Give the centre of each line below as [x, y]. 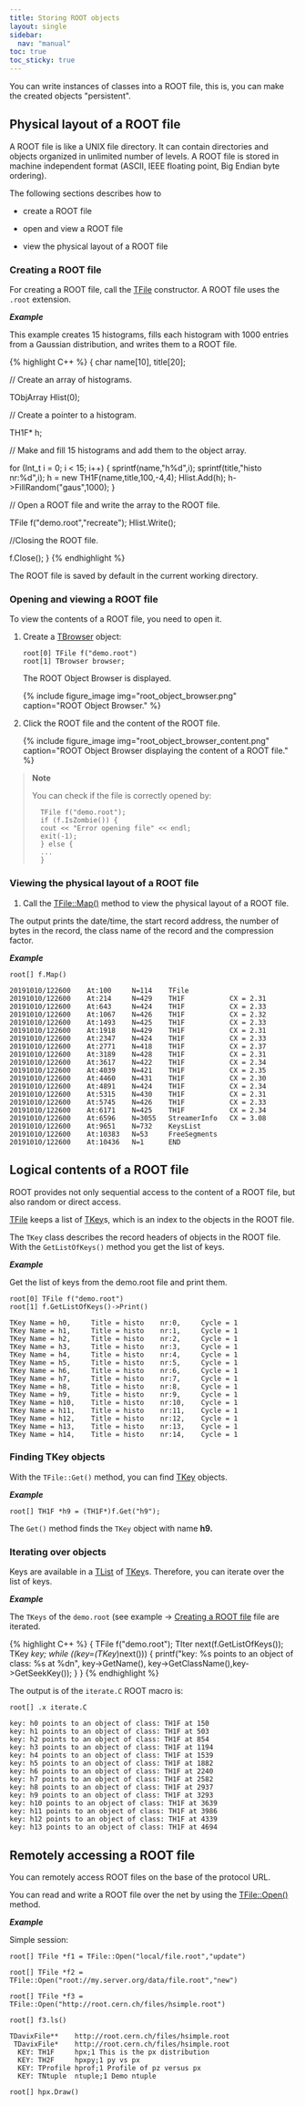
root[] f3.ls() [38, 2020]
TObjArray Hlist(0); [45, 397]
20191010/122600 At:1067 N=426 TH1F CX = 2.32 [138, 1014]
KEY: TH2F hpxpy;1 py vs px [79, 2060]
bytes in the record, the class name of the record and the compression [142, 930]
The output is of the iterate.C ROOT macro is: [97, 1691]
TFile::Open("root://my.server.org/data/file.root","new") [124, 1980]
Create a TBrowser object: [72, 637]
